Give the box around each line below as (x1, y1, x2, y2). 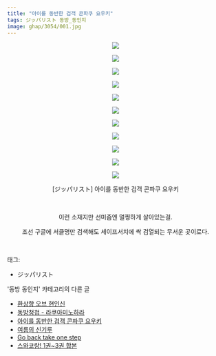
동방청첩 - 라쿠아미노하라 (17, 308, 85, 317)
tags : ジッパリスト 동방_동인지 (7, 17, 87, 23)
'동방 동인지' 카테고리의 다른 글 (7, 285, 90, 293)
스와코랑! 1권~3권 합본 (17, 342, 78, 350)
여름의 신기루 (17, 326, 53, 334)
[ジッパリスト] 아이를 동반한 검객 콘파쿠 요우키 (52, 185, 180, 193)
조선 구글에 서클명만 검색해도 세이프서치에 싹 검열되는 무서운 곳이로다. (21, 228, 210, 236)
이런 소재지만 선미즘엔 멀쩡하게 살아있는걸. (58, 213, 173, 221)
